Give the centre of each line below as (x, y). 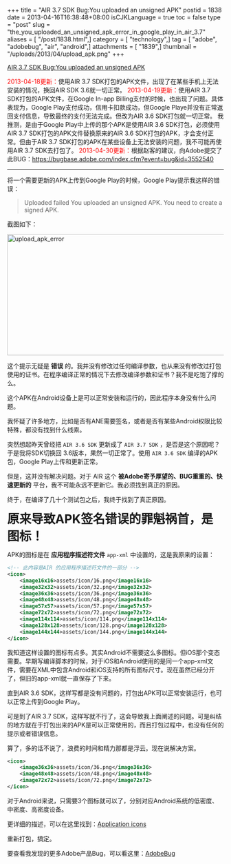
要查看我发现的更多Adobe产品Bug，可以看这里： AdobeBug (91, 853)
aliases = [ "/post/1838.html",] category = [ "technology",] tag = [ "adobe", (112, 39)
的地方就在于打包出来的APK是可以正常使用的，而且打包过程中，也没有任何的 (116, 725)
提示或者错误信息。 (34, 733)
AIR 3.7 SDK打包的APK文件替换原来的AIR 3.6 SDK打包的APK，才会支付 (108, 133)
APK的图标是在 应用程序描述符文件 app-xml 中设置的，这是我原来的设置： (111, 555)
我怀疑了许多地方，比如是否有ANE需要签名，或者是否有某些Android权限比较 (115, 421)
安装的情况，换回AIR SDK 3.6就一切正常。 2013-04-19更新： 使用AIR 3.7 (109, 90)
